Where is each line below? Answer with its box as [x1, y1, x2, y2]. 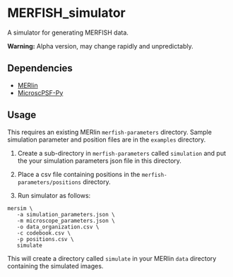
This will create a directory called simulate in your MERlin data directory [7, 254, 217, 262]
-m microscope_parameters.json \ [16, 217, 115, 224]
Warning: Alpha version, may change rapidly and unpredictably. [7, 42, 193, 50]
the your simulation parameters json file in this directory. [17, 156, 182, 165]
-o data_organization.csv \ [16, 223, 100, 230]
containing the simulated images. [7, 261, 104, 270]
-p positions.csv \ [16, 235, 74, 242]
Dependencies [7, 62, 73, 75]
